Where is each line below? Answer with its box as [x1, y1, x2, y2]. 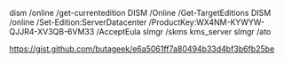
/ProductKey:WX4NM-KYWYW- [148, 17, 265, 28]
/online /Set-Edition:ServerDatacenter [9, 17, 147, 28]
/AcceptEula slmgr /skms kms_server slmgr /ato [96, 27, 272, 36]
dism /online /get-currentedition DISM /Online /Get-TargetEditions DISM [9, 8, 272, 18]
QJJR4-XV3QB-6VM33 [9, 27, 95, 36]
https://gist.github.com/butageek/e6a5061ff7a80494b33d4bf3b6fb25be [9, 43, 275, 54]
